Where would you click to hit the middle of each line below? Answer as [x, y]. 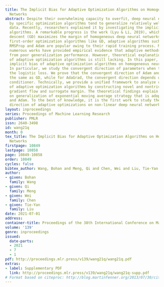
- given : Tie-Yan [23, 205]
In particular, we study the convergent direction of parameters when [83, 69]
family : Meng [23, 191]
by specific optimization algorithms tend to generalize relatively [81, 23]
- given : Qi [17, 186]
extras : [13, 264]
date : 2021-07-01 [23, 214]
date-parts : [22, 241]
